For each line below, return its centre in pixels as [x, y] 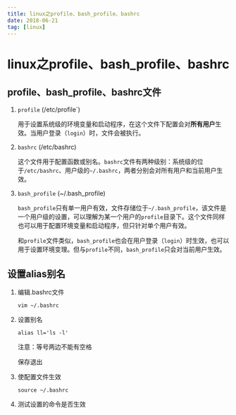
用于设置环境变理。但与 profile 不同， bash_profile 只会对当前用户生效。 [122, 249]
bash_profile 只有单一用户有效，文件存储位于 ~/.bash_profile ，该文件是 [122, 208]
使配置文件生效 [39, 377]
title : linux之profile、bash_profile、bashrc [74, 14]
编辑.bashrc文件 [41, 292]
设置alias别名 [36, 273]
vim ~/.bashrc [38, 306]
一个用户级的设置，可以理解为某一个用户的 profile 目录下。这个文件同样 [121, 217]
